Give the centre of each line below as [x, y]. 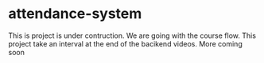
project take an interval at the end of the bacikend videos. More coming [125, 43]
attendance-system [75, 14]
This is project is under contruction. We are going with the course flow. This [132, 35]
